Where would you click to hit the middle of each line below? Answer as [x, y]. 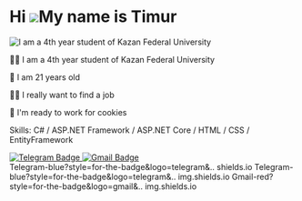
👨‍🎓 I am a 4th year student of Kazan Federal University [112, 59]
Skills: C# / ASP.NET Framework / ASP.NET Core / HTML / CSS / [130, 130]
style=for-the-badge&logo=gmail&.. [76, 186]
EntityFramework [41, 139]
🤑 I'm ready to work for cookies [68, 112]
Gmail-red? [252, 176]
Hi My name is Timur [93, 17]
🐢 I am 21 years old [45, 77]
